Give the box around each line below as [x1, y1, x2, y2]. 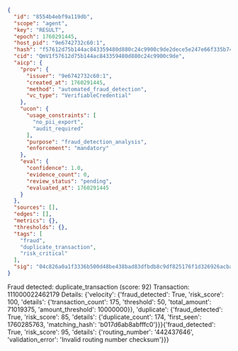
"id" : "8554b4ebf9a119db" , [13, 13, 93, 21]
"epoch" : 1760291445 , [13, 33, 78, 40]
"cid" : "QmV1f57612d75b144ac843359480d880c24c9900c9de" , [13, 53, 186, 60]
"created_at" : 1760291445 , [25, 79, 106, 86]
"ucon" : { [20, 105, 50, 113]
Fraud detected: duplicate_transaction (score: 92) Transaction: [7, 282, 190, 291]
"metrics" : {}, [13, 217, 59, 224]
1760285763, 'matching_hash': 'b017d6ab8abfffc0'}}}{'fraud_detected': [7, 320, 216, 328]
